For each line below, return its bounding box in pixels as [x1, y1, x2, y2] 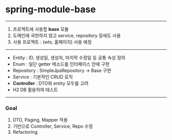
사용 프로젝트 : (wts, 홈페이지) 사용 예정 [12, 38, 92, 45]
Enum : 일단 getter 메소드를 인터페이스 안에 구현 [12, 61, 110, 67]
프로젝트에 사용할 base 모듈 [12, 26, 69, 32]
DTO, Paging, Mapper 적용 [12, 117, 68, 123]
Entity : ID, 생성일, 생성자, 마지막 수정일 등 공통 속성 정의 [12, 54, 125, 61]
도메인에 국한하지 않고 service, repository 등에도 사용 [12, 32, 121, 38]
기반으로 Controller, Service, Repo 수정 [12, 123, 93, 129]
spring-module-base [5, 4, 96, 15]
